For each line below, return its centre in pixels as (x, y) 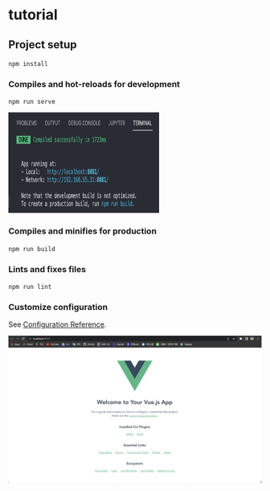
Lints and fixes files (47, 269)
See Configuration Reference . (57, 324)
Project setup (43, 45)
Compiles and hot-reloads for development (94, 84)
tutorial (33, 15)
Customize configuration (58, 307)
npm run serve (32, 102)
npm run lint (30, 287)
